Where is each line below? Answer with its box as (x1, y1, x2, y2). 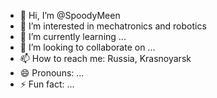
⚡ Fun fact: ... (19, 78, 75, 90)
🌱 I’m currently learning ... (19, 31, 127, 42)
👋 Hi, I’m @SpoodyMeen (19, 10, 121, 21)
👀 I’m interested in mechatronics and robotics (19, 20, 207, 32)
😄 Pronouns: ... (19, 67, 85, 79)
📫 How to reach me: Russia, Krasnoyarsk (19, 53, 192, 64)
